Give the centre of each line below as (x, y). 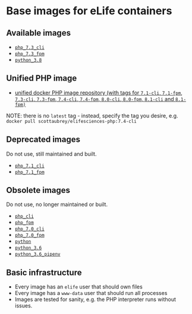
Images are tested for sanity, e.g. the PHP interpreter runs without (95, 299)
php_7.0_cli (29, 229)
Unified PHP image (42, 78)
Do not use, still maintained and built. (51, 154)
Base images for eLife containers (89, 11)
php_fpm (24, 223)
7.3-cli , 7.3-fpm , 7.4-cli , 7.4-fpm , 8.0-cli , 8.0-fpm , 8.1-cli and (94, 99)
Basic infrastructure (44, 272)
